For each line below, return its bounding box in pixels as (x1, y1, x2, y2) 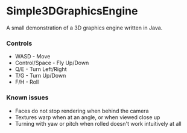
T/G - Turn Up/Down (14, 72, 66, 79)
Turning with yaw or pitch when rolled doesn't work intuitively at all (14, 120, 182, 127)
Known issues (6, 93, 49, 102)
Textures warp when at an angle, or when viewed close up (14, 113, 160, 121)
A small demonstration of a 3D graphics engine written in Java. (6, 24, 163, 31)
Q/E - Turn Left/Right (14, 66, 67, 73)
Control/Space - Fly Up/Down (14, 59, 89, 67)
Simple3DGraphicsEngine (6, 4, 138, 18)
